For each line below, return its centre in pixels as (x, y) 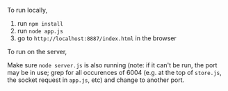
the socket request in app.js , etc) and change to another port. (96, 80)
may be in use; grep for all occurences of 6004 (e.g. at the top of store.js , (114, 73)
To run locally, (27, 10)
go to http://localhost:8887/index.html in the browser (97, 38)
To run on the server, (37, 52)
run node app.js (40, 31)
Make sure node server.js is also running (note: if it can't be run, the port (112, 65)
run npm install (40, 23)
